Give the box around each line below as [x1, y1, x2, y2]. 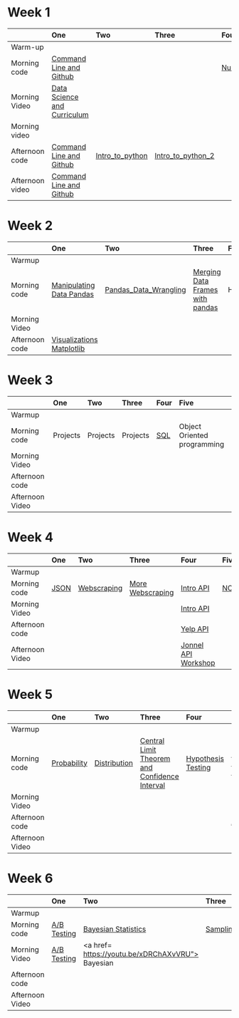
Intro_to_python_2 [154, 150, 215, 160]
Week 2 [7, 218, 53, 234]
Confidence [139, 771, 179, 781]
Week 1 [7, 4, 51, 21]
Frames [193, 284, 218, 294]
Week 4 [7, 529, 53, 545]
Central [139, 735, 165, 745]
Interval [139, 780, 166, 790]
